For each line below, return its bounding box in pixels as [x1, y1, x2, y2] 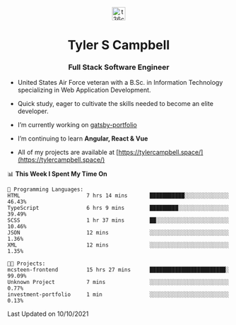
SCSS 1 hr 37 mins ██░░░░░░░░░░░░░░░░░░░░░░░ [7, 217, 230, 224]
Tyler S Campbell [67, 37, 170, 53]
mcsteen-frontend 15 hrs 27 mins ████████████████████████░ [7, 266, 230, 273]
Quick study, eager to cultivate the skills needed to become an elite [17, 100, 214, 108]
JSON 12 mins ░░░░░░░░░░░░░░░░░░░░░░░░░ [7, 230, 230, 237]
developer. [17, 107, 49, 116]
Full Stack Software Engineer [68, 62, 170, 72]
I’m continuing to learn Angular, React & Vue [17, 134, 148, 143]
